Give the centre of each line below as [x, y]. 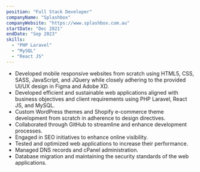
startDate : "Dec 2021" [34, 28]
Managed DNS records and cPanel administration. [77, 150]
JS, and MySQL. [35, 105]
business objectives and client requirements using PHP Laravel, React [101, 99]
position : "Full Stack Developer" [49, 12]
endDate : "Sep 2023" [32, 34]
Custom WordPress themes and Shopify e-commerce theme [89, 111]
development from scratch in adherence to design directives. [90, 118]
